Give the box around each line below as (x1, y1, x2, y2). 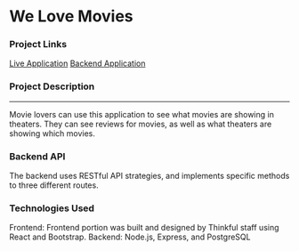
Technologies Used (9, 202, 95, 215)
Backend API (9, 150, 66, 162)
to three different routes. (9, 180, 100, 190)
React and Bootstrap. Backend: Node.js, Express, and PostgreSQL (9, 231, 251, 242)
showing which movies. (9, 127, 96, 139)
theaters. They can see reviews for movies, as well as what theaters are (9, 118, 272, 129)
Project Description (9, 80, 95, 93)
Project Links (9, 38, 68, 51)
